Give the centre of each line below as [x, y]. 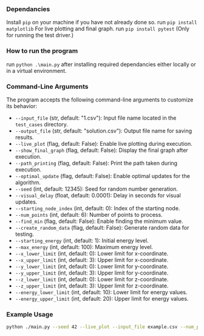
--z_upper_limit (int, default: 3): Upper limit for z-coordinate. [92, 286]
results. [25, 137]
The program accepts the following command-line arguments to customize [100, 100]
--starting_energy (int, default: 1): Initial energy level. [82, 240]
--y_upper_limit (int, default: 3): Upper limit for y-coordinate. [92, 273]
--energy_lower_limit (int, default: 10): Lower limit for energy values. [101, 292]
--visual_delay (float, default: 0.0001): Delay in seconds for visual [98, 195]
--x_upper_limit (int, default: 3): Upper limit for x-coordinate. [92, 259]
